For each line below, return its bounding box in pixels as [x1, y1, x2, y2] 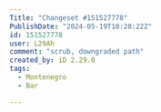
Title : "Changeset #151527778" [9, 13, 128, 23]
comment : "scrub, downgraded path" [9, 47, 145, 56]
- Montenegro [17, 73, 67, 82]
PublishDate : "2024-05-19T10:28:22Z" [9, 22, 153, 31]
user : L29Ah [9, 38, 55, 48]
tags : [9, 65, 30, 74]
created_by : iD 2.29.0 [9, 56, 96, 65]
